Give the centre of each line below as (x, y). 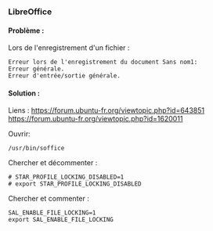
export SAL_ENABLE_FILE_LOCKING (61, 220)
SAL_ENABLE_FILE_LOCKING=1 (52, 213)
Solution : (24, 93)
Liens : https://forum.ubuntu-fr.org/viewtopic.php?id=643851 (106, 110)
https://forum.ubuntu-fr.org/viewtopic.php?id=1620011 (96, 119)
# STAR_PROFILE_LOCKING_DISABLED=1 (66, 177)
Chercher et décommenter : (53, 163)
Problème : (26, 31)
